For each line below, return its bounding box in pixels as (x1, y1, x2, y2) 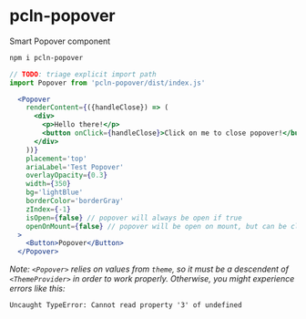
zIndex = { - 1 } (25, 204, 71, 214)
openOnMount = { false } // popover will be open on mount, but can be (25, 221, 287, 231)
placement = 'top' (25, 154, 88, 163)
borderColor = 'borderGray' (25, 197, 125, 206)
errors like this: (9, 283, 66, 294)
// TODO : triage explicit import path (9, 69, 157, 78)
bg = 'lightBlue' (25, 188, 84, 197)
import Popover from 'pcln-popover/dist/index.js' (9, 78, 206, 87)
